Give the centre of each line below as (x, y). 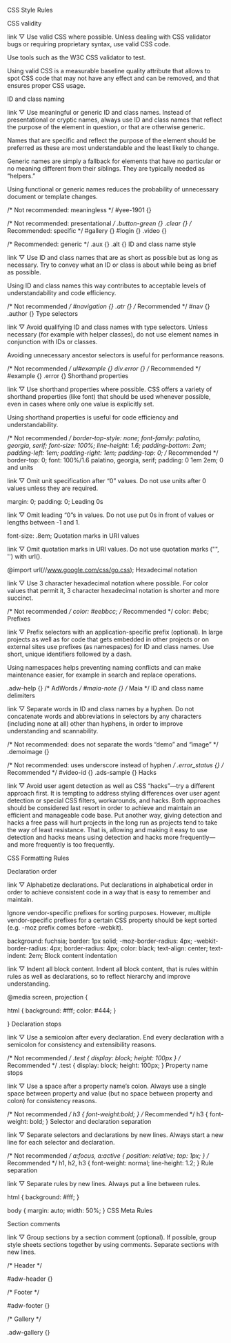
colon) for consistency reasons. (52, 1101)
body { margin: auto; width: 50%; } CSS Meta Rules (80, 1210)
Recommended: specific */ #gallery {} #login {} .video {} (87, 231)
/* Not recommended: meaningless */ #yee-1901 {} (79, 210)
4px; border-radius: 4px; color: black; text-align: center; (129, 948)
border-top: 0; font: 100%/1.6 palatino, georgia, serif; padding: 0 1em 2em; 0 (115, 460)
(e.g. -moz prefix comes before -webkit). (65, 928)
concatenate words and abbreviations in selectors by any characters (104, 716)
